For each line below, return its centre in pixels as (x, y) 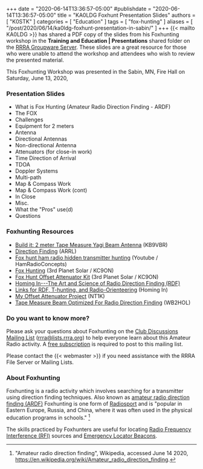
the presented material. (35, 60)
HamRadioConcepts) (41, 264)
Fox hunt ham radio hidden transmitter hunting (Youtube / (86, 257)
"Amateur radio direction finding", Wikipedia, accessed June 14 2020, (101, 453)
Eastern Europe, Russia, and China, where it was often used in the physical (99, 410)
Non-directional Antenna (46, 145)
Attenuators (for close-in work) (53, 152)
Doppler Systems (37, 171)
